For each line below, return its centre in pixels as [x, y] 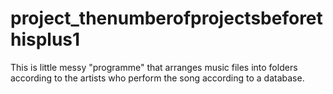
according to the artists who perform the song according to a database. [157, 78]
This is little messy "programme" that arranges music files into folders [154, 67]
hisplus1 [45, 39]
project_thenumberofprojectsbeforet [166, 18]
